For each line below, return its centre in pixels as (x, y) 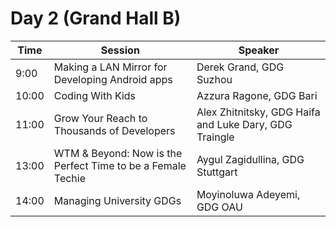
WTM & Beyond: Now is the (118, 153)
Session (120, 50)
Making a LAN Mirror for (110, 67)
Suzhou (214, 79)
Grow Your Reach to (100, 118)
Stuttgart (217, 172)
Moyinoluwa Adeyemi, (248, 194)
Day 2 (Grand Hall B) (96, 18)
